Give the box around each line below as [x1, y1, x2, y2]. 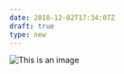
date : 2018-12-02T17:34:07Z [9, 13, 116, 23]
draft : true [9, 22, 54, 31]
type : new [9, 30, 47, 39]
